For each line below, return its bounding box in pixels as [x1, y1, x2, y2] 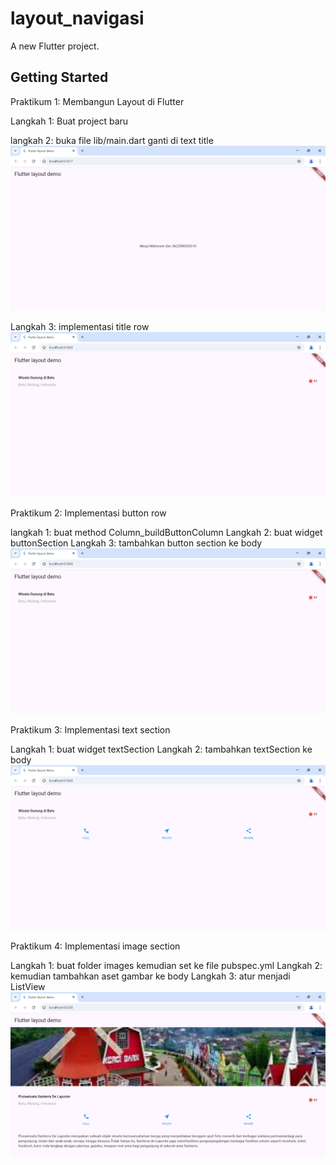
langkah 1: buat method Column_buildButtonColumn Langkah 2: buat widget [10, 527, 323, 539]
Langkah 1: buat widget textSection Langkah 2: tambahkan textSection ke [10, 743, 313, 755]
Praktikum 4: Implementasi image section [10, 940, 181, 952]
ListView [10, 980, 46, 992]
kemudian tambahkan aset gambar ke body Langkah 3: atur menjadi [10, 970, 291, 982]
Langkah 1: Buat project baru [10, 115, 129, 127]
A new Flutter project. [10, 40, 100, 52]
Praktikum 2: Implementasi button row [10, 507, 167, 519]
